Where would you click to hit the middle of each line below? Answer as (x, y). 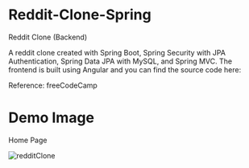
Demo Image (52, 118)
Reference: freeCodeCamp (53, 85)
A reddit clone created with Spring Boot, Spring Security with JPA (117, 52)
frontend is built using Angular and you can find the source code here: (125, 69)
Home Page (28, 140)
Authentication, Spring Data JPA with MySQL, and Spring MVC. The (120, 61)
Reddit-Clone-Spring (80, 15)
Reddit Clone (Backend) (48, 37)
